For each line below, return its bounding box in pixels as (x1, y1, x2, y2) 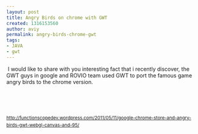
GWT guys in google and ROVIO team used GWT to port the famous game (6, 71, 193, 79)
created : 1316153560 (6, 20, 59, 26)
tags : (6, 37, 20, 43)
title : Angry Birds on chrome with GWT (6, 15, 108, 21)
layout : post (6, 9, 40, 15)
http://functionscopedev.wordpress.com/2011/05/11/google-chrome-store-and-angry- (6, 114, 192, 121)
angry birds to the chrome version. (6, 78, 93, 85)
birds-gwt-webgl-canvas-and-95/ (6, 121, 80, 128)
